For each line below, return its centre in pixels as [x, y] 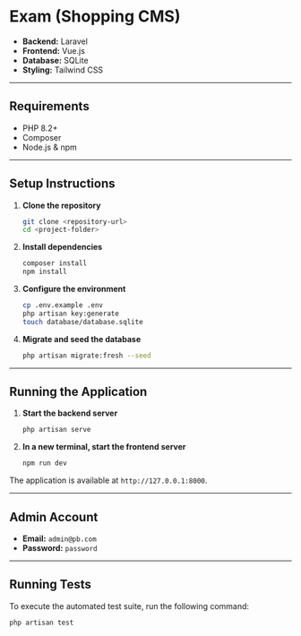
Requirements [49, 106]
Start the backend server [70, 413]
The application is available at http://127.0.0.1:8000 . [108, 480]
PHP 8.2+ [40, 128]
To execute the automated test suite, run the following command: [129, 606]
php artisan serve [56, 430]
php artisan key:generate [70, 314]
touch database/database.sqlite [82, 322]
